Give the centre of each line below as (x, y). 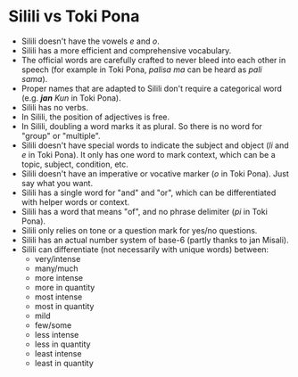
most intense (58, 297)
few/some (53, 325)
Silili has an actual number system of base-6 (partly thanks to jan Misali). (155, 240)
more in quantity (65, 287)
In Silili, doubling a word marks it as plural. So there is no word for (141, 126)
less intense (57, 334)
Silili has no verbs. (54, 107)
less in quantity (62, 344)
